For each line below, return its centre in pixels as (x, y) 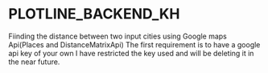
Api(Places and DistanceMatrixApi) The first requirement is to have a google (134, 44)
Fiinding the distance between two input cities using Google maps (118, 36)
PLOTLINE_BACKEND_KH (94, 14)
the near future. (34, 62)
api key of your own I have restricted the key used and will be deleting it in (131, 53)
